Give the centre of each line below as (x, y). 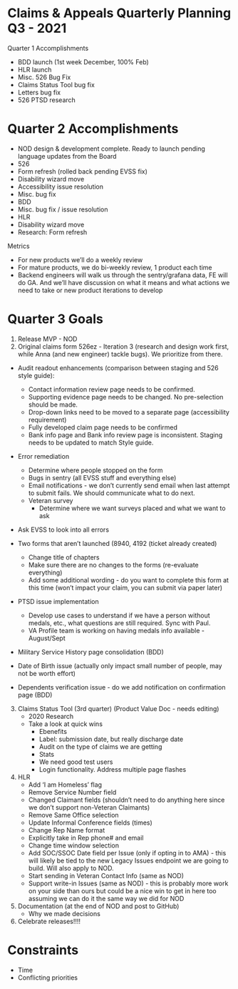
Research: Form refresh (52, 232)
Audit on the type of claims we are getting (100, 746)
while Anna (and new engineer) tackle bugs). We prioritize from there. (120, 354)
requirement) (47, 419)
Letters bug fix (39, 92)
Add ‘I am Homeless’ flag (65, 785)
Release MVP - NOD (47, 339)
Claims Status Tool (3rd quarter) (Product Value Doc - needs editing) (118, 708)
